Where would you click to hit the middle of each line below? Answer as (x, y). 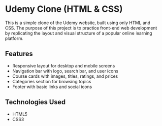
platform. (14, 38)
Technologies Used (35, 102)
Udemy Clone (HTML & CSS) (64, 9)
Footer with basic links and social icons (52, 87)
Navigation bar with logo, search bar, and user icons (65, 71)
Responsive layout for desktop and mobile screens (64, 65)
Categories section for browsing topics (52, 81)
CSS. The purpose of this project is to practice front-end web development (81, 28)
